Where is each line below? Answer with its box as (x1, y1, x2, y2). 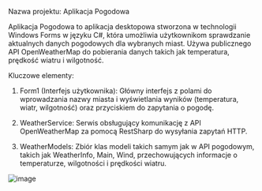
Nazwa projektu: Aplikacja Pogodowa (8, 7, 130, 16)
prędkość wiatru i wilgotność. (8, 55, 104, 65)
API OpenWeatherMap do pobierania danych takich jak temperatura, (8, 47, 230, 56)
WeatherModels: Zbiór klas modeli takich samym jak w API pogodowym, (19, 142, 255, 151)
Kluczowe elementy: (8, 71, 75, 80)
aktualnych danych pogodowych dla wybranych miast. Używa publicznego (8, 39, 252, 48)
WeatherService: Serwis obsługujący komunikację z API (19, 118, 201, 127)
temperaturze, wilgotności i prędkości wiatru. (19, 159, 167, 168)
